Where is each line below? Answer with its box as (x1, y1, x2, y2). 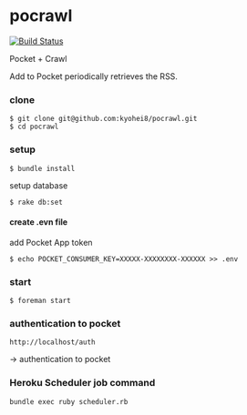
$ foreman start (9, 297, 71, 306)
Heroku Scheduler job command (9, 377, 156, 390)
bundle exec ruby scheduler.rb (9, 397, 129, 406)
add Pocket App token (9, 237, 93, 248)
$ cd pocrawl (9, 122, 59, 132)
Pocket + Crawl (9, 53, 67, 64)
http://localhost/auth (9, 338, 96, 347)
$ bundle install (9, 164, 76, 173)
